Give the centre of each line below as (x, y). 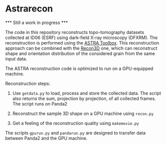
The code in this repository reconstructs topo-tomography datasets (75, 32)
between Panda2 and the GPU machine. (46, 138)
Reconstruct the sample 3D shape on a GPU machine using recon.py (83, 113)
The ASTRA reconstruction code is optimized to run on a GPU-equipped (79, 68)
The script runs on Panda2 (40, 103)
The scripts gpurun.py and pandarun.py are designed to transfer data (75, 132)
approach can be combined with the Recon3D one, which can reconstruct (81, 48)
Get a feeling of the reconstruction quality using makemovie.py (75, 123)
